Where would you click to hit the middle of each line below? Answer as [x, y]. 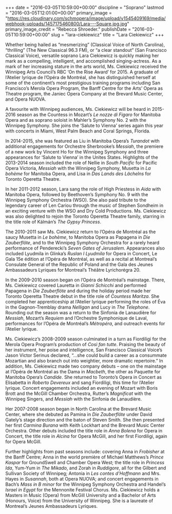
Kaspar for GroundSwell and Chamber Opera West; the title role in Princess [85, 462]
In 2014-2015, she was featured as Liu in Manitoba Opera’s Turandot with [83, 141]
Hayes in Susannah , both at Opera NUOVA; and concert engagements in [82, 479]
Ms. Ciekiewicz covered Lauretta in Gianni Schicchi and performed [76, 285]
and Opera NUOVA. [26, 99]
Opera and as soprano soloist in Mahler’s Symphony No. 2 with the [76, 120]
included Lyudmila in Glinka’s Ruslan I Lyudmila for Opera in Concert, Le [81, 253]
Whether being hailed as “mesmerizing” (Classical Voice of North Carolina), [85, 45]
